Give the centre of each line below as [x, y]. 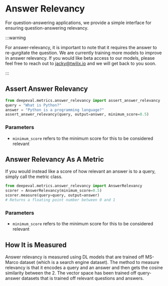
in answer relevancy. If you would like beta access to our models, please [80, 58]
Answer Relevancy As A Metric [55, 159]
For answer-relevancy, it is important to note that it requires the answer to [81, 47]
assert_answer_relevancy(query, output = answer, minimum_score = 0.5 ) [77, 114]
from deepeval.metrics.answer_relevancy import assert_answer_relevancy [83, 100]
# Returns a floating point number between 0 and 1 [60, 200]
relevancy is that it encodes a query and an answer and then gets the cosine [84, 267]
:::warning [16, 38]
